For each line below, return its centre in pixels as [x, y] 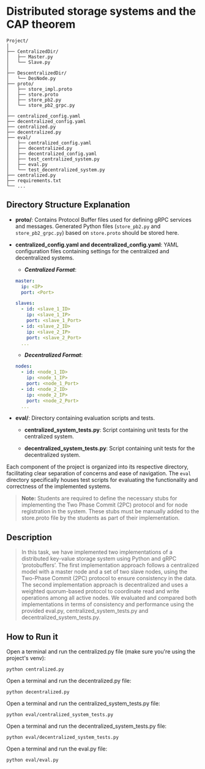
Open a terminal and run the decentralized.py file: [69, 681]
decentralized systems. [45, 258]
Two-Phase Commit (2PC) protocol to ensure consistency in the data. [109, 578]
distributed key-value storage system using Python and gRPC [99, 559]
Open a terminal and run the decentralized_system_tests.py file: [87, 726]
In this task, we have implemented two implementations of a [97, 552]
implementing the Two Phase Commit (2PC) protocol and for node [105, 505]
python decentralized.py [38, 692]
